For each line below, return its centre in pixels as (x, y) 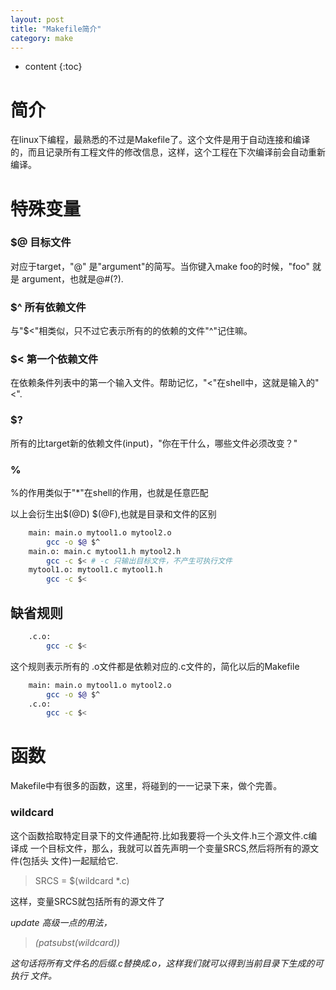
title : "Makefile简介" (56, 29)
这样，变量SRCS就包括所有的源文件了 (88, 901)
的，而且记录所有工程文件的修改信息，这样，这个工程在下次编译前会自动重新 (168, 152)
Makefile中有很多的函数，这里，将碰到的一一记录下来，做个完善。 (146, 786)
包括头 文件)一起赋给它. (70, 860)
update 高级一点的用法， (61, 922)
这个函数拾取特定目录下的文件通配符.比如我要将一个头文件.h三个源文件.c (159, 835)
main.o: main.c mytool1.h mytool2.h (105, 551)
